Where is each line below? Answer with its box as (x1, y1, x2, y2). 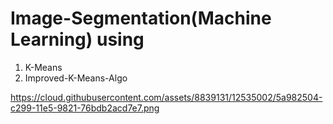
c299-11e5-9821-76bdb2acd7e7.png (10, 102, 160, 114)
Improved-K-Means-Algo (24, 72, 128, 84)
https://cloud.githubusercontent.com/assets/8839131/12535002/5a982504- (10, 91, 323, 103)
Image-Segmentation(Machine (10, 7, 272, 30)
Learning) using (10, 28, 145, 51)
